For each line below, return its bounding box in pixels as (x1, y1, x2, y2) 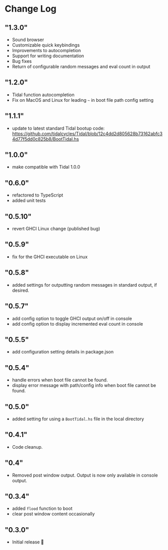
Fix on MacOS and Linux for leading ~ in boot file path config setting (12, 97, 154, 103)
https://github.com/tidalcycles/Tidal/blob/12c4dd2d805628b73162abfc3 (12, 130, 162, 137)
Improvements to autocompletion (12, 48, 81, 53)
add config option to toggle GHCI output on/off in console (12, 315, 132, 322)
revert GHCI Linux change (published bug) (12, 226, 100, 232)
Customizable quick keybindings (12, 42, 80, 48)
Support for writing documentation (12, 53, 84, 59)
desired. (12, 287, 30, 293)
